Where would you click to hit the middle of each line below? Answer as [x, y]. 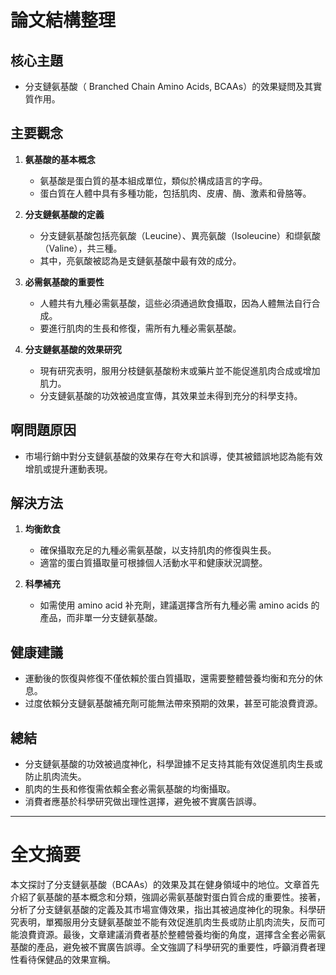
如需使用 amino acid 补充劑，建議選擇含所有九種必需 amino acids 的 [179, 605]
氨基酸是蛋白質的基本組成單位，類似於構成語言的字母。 [153, 180]
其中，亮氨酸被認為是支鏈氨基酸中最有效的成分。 [140, 260]
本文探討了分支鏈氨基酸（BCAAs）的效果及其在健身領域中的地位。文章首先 [165, 884]
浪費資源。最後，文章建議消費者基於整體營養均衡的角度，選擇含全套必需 [167, 934]
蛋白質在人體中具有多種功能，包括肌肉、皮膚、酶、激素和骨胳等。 [175, 193]
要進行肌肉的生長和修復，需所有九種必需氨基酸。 [140, 328]
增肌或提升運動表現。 [68, 468]
